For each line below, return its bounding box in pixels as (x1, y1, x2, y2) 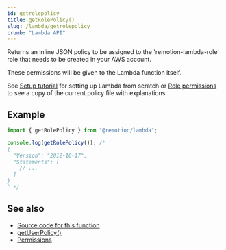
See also (7, 203, 45, 214)
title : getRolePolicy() (7, 16, 75, 23)
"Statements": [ (13, 158, 60, 165)
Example (7, 109, 45, 121)
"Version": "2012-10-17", (13, 152, 88, 159)
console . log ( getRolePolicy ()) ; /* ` (7, 139, 112, 146)
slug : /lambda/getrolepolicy (7, 23, 90, 29)
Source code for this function (16, 221, 100, 229)
